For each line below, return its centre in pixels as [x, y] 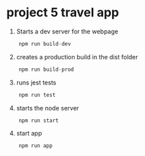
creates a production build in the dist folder [77, 57]
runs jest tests [36, 82]
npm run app [36, 146]
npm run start [39, 121]
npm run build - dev [45, 44]
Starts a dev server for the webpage [67, 31]
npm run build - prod [47, 69]
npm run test [37, 95]
